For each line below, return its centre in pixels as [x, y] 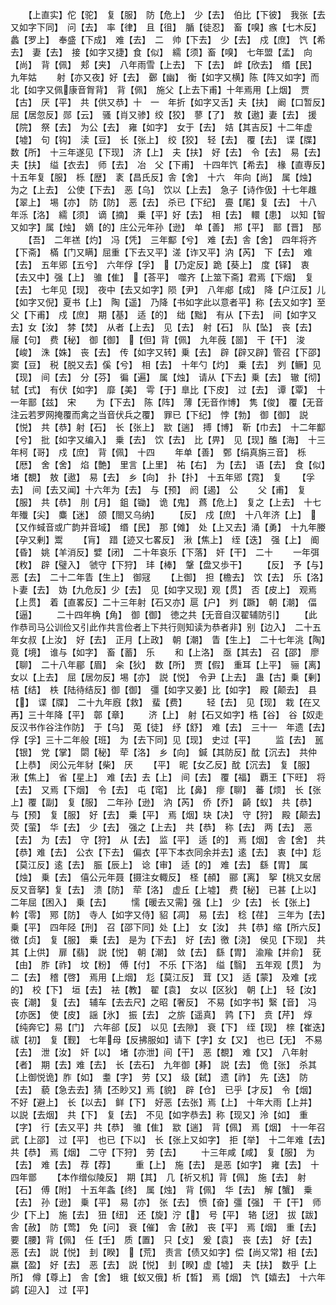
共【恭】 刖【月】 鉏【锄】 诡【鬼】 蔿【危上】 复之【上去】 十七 [181, 502]
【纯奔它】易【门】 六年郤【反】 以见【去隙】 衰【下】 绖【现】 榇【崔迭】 [168, 1027]
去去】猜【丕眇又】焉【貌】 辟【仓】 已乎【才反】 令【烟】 [189, 1089]
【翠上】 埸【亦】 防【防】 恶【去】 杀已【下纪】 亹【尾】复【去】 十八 [163, 202]
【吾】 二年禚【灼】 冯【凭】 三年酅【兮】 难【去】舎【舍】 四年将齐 [172, 239]
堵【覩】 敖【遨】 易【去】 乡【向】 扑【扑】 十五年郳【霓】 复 [146, 477]
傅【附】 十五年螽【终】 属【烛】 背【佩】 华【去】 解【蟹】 [167, 1189]
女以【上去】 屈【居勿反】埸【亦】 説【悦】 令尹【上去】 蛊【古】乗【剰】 [166, 677]
